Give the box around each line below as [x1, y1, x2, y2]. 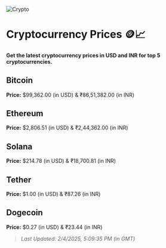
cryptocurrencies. [6, 58, 53, 65]
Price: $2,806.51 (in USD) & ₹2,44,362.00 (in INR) [6, 124, 128, 131]
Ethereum [6, 108, 44, 119]
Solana [6, 141, 33, 151]
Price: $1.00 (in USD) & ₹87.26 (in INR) [6, 191, 101, 198]
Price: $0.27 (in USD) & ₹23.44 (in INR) [6, 224, 103, 231]
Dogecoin [6, 207, 43, 218]
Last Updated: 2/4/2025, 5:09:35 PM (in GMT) [20, 235, 136, 242]
